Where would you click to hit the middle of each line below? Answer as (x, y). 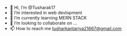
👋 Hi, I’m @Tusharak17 (32, 8)
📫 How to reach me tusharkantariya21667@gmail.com (66, 28)
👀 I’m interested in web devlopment (46, 13)
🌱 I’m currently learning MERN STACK (48, 18)
